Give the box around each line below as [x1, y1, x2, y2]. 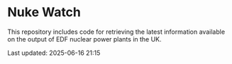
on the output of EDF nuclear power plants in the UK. [7, 34, 162, 43]
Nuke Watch [7, 4, 82, 20]
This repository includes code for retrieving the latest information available [7, 27, 226, 36]
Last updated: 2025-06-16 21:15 [7, 49, 101, 57]
